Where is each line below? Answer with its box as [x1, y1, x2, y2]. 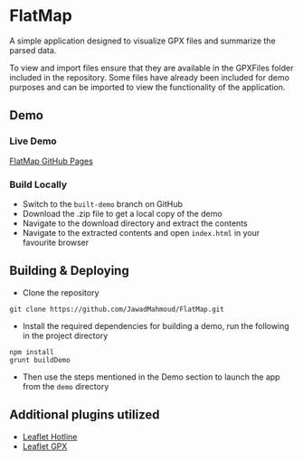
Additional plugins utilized [9, 408, 160, 423]
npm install [9, 347, 54, 357]
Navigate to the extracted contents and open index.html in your [22, 227, 260, 238]
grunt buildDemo [9, 355, 71, 364]
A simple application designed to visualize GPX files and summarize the [9, 35, 276, 46]
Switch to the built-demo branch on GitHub [22, 198, 184, 209]
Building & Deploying [9, 263, 129, 278]
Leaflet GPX [22, 440, 68, 452]
